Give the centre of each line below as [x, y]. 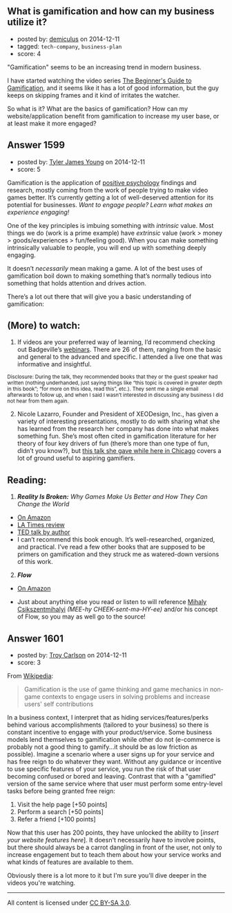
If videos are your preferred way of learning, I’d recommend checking [116, 342]
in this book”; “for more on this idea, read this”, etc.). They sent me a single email [103, 389]
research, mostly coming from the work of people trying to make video [108, 190]
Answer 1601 [36, 638]
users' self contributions [59, 704]
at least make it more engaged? [52, 123]
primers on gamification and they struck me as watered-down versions [118, 554]
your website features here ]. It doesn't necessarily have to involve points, [112, 840]
